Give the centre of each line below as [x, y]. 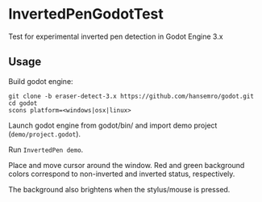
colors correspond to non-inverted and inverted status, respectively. [122, 174]
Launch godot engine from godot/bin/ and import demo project [113, 125]
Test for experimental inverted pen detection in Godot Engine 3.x [116, 36]
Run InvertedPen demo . [46, 149]
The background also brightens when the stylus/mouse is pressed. [119, 189]
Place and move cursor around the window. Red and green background [127, 165]
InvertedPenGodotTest [86, 14]
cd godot [23, 103]
